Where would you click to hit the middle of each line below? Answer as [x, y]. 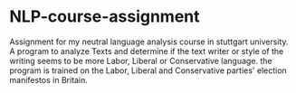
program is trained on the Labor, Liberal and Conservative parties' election [148, 70]
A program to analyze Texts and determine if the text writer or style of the [147, 51]
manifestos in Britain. [49, 79]
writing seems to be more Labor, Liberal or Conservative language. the [141, 60]
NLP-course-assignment [105, 17]
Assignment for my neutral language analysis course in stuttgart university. [149, 42]
